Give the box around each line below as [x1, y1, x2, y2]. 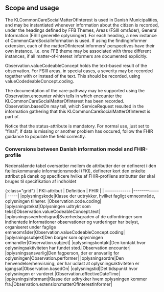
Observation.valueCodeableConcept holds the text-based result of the [5, 63, 147, 68]
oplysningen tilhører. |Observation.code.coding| [5, 198, 102, 204]
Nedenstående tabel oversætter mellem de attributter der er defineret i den [5, 163, 157, 169]
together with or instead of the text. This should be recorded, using [5, 73, 141, 79]
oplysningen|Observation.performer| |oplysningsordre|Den [5, 255, 124, 261]
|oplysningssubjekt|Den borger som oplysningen [5, 234, 104, 241]
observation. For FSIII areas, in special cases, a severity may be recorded [5, 68, 153, 74]
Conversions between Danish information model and [5, 146, 133, 152]
